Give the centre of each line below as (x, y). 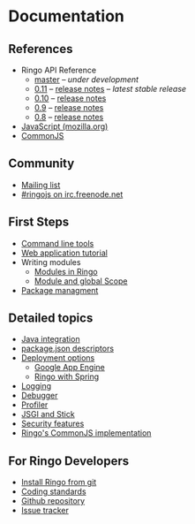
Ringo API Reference (59, 70)
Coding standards (53, 491)
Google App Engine (69, 368)
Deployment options (58, 358)
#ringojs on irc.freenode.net (72, 194)
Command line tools (57, 243)
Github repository (53, 501)
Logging (36, 386)
